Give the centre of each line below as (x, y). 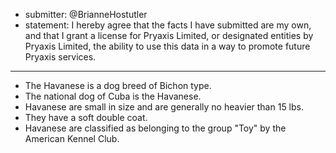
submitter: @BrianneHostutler (86, 14)
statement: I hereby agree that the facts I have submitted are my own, (168, 25)
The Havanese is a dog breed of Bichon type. (118, 85)
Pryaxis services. (60, 57)
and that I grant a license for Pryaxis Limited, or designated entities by (169, 35)
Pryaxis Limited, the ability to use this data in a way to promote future (167, 46)
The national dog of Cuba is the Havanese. (113, 96)
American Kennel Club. (72, 138)
